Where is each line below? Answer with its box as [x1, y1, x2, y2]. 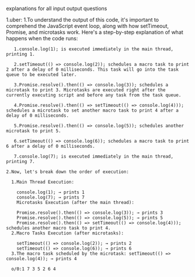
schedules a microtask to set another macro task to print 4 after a [6, 108, 179, 113]
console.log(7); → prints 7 [16, 195, 85, 200]
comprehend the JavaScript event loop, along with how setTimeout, [6, 23, 169, 29]
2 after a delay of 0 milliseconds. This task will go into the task [6, 67, 179, 72]
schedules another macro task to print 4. [6, 225, 111, 231]
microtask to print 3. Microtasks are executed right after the [6, 87, 166, 93]
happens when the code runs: [6, 35, 78, 41]
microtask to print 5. [6, 128, 61, 134]
